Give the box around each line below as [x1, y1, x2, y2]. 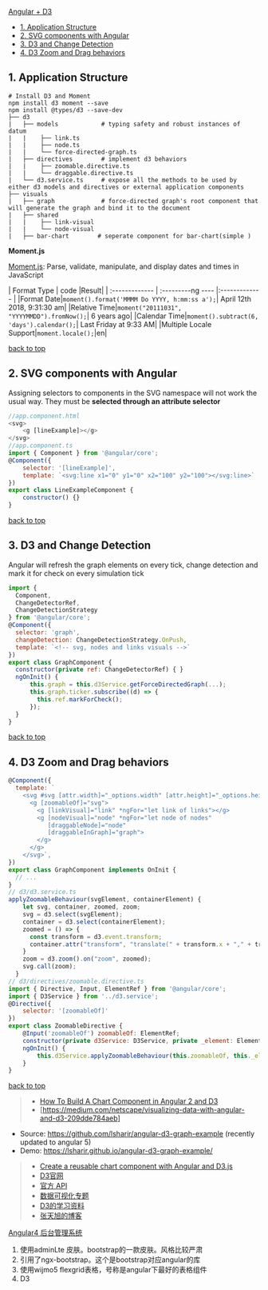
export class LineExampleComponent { [8, 486, 134, 494]
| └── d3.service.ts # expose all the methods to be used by [8, 176, 238, 184]
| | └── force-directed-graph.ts [8, 148, 137, 156]
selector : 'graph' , [15, 629, 81, 637]
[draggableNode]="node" [47, 821, 127, 829]
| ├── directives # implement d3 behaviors [8, 155, 187, 163]
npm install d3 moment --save [8, 99, 109, 107]
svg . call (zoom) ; [22, 963, 77, 971]
